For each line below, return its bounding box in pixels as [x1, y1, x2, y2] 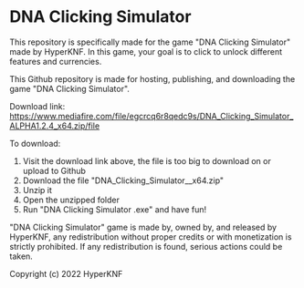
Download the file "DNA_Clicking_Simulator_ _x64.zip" [22, 175, 225, 186]
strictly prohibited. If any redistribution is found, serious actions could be [9, 241, 283, 252]
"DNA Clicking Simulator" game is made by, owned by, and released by [9, 221, 277, 232]
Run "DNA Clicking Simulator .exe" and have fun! [22, 203, 207, 215]
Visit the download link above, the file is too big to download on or [22, 155, 271, 166]
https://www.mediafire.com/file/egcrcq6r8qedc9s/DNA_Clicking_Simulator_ [9, 110, 294, 121]
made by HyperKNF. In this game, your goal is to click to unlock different [9, 46, 283, 57]
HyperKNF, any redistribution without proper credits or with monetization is [9, 231, 292, 242]
